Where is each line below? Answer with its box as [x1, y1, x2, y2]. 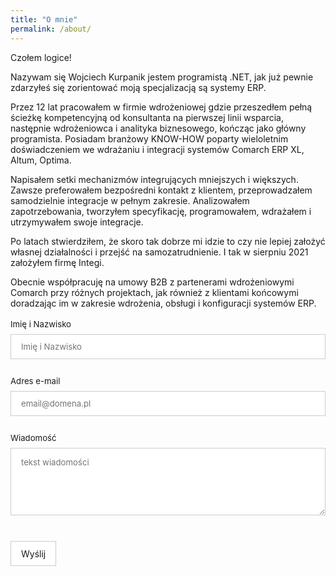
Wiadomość [10, 432, 57, 444]
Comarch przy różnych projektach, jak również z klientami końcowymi [10, 286, 299, 298]
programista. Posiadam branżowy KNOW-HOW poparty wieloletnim [10, 132, 289, 145]
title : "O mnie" [10, 14, 78, 25]
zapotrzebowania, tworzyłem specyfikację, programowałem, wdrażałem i [10, 205, 312, 217]
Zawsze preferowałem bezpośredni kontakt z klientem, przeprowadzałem [10, 184, 313, 196]
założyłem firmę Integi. [10, 256, 105, 268]
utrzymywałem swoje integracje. [10, 216, 144, 228]
